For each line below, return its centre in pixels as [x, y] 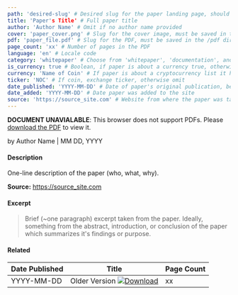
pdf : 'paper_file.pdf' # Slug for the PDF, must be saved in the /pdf [114, 40]
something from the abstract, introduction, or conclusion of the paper [126, 226]
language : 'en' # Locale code [52, 54]
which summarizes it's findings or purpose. [87, 234]
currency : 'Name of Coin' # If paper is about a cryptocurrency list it [117, 73]
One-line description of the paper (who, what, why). [83, 173]
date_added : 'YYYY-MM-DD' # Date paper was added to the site [101, 93]
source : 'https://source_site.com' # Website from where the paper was [115, 100]
